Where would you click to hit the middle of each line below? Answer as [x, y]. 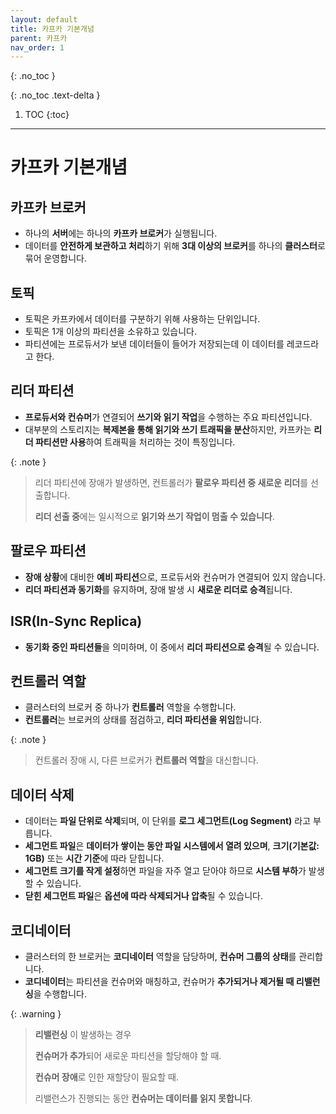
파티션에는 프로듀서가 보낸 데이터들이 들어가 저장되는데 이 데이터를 [154, 344]
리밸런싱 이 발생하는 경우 [83, 1034]
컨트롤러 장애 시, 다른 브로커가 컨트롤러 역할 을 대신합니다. [146, 760]
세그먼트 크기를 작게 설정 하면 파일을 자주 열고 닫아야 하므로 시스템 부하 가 [165, 871]
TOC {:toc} [47, 115]
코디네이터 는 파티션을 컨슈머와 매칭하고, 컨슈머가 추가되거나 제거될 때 [159, 981]
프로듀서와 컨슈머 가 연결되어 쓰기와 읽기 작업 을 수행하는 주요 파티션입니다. [168, 417]
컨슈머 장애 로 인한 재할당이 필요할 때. [106, 1077]
